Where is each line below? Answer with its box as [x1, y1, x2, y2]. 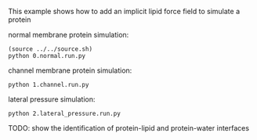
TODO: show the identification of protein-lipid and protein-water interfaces [8, 124, 249, 132]
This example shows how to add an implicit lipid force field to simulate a [8, 7, 241, 16]
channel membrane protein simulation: [8, 66, 132, 75]
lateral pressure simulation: [8, 95, 96, 104]
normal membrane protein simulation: [8, 31, 129, 39]
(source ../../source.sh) [8, 45, 92, 53]
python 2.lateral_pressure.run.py [8, 109, 121, 117]
